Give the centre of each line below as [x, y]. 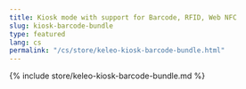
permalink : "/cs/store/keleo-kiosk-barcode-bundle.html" [117, 51]
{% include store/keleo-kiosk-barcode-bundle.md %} [107, 76]
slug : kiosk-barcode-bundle [61, 26]
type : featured [37, 34]
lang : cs [25, 42]
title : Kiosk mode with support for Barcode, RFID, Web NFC [123, 17]
